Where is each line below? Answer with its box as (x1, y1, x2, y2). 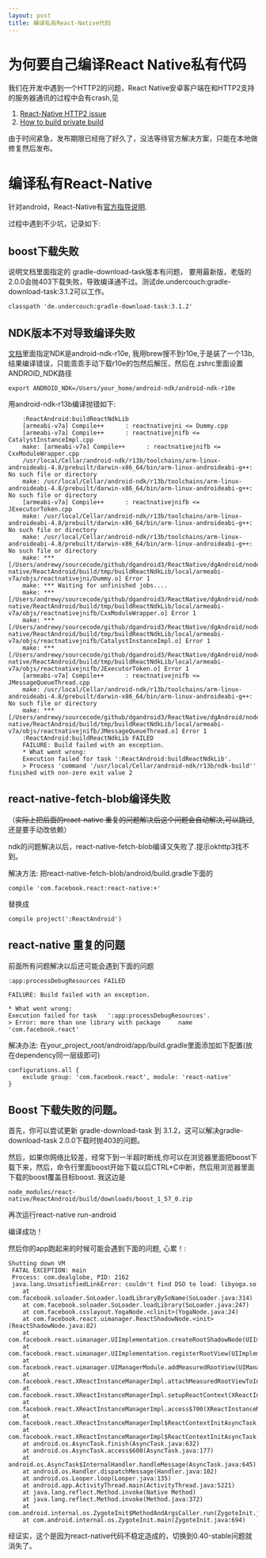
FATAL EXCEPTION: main (11, 1266, 87, 1275)
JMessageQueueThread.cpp (8, 679, 90, 687)
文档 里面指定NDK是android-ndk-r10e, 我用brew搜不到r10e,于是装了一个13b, (8, 349, 255, 358)
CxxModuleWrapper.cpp (8, 450, 80, 457)
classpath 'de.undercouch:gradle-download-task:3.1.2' (8, 303, 193, 311)
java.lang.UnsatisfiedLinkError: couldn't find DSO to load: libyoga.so (11, 1280, 257, 1288)
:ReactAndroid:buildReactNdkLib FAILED (22, 734, 154, 742)
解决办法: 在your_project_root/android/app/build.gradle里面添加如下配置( (8, 1040, 246, 1050)
